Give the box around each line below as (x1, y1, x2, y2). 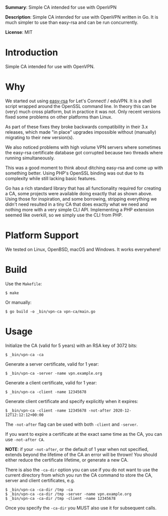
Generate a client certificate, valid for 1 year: (5, 379, 97, 385)
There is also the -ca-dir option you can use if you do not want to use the (5, 467, 158, 473)
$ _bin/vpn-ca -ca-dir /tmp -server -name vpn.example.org (5, 491, 132, 496)
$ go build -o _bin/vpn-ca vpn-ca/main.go (5, 309, 96, 314)
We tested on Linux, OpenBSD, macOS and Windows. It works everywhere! (5, 246, 161, 252)
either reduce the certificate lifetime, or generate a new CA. (5, 456, 129, 463)
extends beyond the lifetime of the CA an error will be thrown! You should (5, 451, 157, 457)
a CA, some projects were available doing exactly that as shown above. (5, 190, 152, 196)
